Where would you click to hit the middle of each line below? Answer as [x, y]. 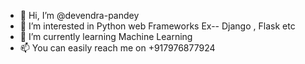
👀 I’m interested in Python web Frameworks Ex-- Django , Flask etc [157, 26]
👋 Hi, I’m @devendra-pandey [79, 15]
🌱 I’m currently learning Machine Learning [106, 36]
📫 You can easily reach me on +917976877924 [117, 48]
